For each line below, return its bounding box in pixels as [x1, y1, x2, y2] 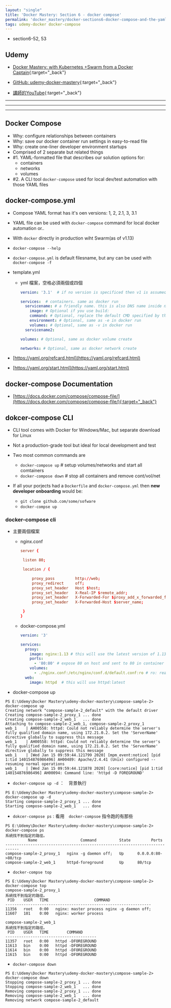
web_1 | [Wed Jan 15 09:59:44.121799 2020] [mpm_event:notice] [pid [5, 753, 160, 758]
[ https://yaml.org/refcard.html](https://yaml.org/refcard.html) [12, 355, 141, 361]
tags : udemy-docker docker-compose [5, 21, 81, 27]
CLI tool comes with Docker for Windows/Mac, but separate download [12, 427, 160, 433]
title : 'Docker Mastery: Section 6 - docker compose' [5, 12, 122, 17]
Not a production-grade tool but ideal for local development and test [12, 442, 156, 449]
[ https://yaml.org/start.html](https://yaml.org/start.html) [12, 365, 130, 371]
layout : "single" [5, 7, 42, 13]
